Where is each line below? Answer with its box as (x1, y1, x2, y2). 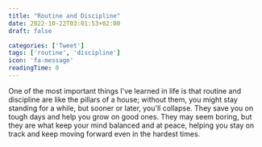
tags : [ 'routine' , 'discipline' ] (8, 49, 121, 57)
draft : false (8, 27, 52, 35)
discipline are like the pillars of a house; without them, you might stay (8, 94, 238, 104)
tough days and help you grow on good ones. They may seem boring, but (8, 111, 252, 121)
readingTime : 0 (8, 64, 60, 73)
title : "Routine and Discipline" (8, 11, 121, 20)
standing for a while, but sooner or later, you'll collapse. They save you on (8, 103, 254, 113)
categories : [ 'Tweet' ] (8, 41, 85, 49)
